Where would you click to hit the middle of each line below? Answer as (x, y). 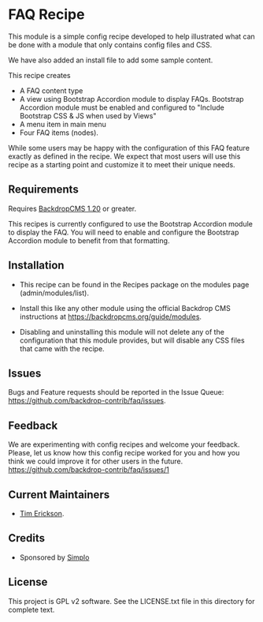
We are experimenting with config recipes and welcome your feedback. (124, 444)
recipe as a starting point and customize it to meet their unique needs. (122, 164)
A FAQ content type (51, 90)
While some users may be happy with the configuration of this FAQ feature (129, 148)
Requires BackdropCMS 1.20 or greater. (72, 208)
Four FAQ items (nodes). (59, 133)
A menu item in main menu (63, 124)
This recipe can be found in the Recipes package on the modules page (134, 284)
